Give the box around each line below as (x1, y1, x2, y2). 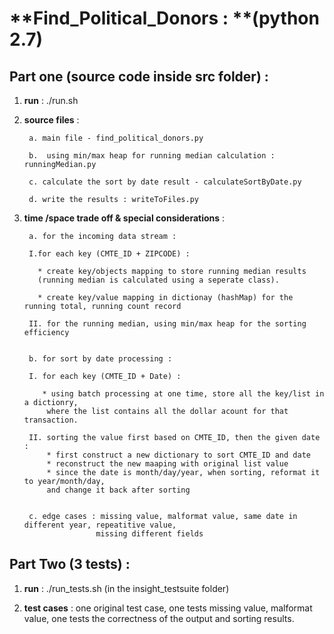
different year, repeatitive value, (23, 520, 177, 530)
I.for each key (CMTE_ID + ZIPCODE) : (28, 249, 191, 259)
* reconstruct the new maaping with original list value (46, 459, 289, 469)
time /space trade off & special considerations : (23, 212, 226, 224)
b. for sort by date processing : (28, 354, 173, 364)
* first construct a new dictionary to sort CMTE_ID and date (46, 450, 311, 460)
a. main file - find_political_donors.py (28, 133, 204, 143)
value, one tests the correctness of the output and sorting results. (23, 612, 295, 624)
